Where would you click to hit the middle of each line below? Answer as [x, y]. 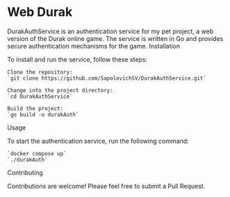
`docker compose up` [37, 153]
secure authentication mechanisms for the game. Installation [94, 46]
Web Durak [40, 12]
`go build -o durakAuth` [43, 114]
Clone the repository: [40, 72]
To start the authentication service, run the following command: [98, 141]
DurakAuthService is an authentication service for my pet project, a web [110, 31]
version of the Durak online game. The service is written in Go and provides [115, 38]
